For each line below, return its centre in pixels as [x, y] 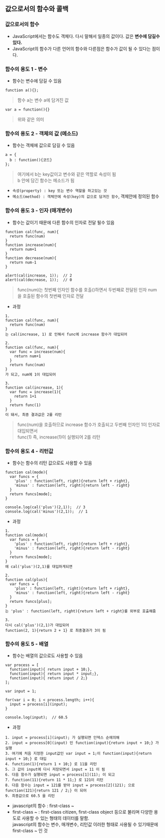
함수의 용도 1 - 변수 [26, 69]
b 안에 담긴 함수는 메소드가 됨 [46, 180]
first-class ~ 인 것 [30, 831]
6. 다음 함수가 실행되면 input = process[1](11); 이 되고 [60, 775]
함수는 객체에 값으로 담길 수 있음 [43, 145]
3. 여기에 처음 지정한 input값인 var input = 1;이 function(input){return [79, 754]
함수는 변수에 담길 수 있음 [37, 81]
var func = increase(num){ [38, 352]
